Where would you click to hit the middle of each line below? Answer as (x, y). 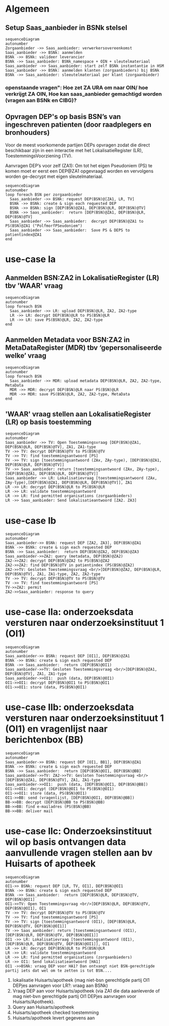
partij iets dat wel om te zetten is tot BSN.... (59, 971)
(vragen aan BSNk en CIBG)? (41, 100)
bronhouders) (28, 133)
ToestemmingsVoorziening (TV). (39, 156)
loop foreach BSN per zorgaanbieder (44, 194)
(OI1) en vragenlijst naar (56, 729)
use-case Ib (31, 520)
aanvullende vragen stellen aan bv (79, 853)
